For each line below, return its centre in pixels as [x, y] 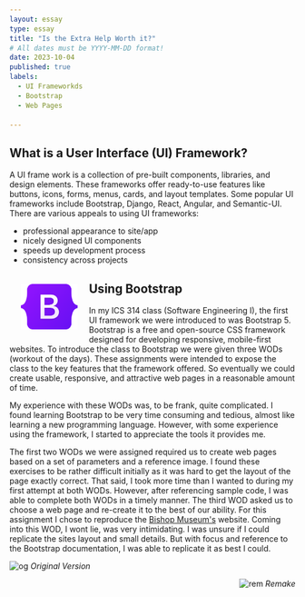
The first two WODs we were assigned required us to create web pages [143, 452]
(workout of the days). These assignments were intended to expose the [143, 358]
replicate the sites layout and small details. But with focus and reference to [149, 539]
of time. [24, 388]
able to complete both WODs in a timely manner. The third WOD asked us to [151, 500]
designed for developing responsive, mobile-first [180, 339]
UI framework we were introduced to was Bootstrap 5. [190, 320]
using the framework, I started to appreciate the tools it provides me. [138, 434]
